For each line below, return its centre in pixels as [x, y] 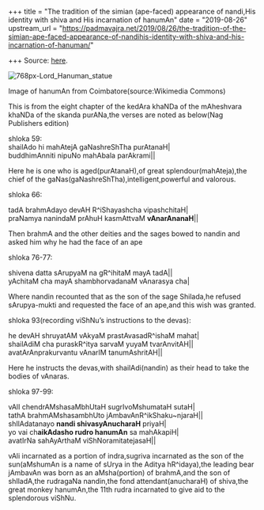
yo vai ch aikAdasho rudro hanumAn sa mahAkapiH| [94, 432]
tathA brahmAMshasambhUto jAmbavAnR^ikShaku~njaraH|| [106, 415]
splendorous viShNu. [42, 498]
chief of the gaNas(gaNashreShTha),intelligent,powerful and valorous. [122, 179]
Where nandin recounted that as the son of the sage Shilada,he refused [124, 297]
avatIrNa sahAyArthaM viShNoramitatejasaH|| [82, 440]
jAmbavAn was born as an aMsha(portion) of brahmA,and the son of [119, 473]
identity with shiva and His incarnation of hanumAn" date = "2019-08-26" [128, 20]
